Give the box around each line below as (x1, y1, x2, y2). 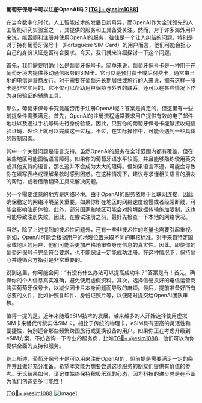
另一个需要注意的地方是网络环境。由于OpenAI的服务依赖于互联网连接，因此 (6, 191, 194, 198)
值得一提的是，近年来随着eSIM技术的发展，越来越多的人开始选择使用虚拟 (6, 312, 188, 319)
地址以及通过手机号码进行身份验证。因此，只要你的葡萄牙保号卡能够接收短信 (6, 120, 196, 127)
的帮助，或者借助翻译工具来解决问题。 (6, 178, 101, 185)
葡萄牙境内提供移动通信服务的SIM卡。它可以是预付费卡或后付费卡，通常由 (6, 69, 190, 76)
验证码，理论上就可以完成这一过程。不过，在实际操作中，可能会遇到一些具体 (6, 127, 196, 135)
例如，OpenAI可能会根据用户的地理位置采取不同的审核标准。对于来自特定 (6, 233, 188, 241)
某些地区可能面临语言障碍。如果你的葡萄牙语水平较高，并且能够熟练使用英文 (6, 155, 196, 162)
